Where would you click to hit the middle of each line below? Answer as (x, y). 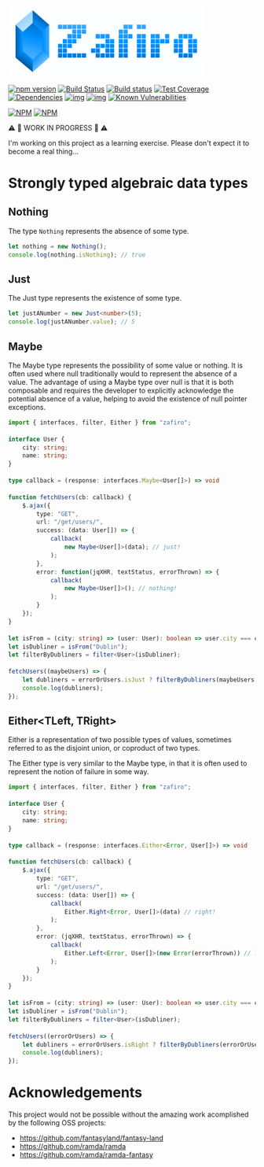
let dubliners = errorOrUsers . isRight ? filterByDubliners (121, 1044)
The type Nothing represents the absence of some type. (99, 231)
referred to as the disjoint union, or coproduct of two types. (104, 748)
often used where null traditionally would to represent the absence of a (123, 373)
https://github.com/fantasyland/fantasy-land (91, 1138)
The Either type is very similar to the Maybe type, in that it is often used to (128, 763)
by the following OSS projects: (57, 1123)
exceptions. (27, 407)
